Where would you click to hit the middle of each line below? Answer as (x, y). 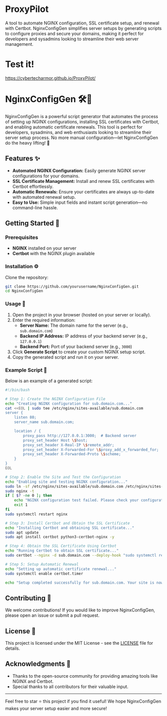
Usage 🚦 (15, 304)
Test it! (20, 65)
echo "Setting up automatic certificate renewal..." (61, 569)
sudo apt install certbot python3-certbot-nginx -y (60, 537)
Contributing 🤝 (28, 598)
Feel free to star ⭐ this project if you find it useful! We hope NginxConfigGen (83, 701)
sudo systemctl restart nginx (37, 514)
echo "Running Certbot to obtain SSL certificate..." (62, 551)
